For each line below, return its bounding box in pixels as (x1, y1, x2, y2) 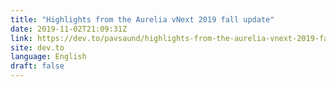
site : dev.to (10, 42, 65, 53)
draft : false (10, 61, 65, 71)
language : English (10, 52, 87, 62)
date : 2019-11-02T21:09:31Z (10, 24, 128, 34)
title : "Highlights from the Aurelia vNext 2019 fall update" (10, 14, 275, 25)
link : (10, 33, 33, 43)
